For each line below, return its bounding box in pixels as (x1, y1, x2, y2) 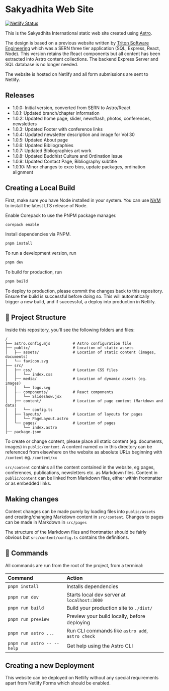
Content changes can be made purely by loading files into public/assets (5, 508, 156, 514)
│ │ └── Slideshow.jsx (5, 394, 62, 399)
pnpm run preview (8, 616, 49, 622)
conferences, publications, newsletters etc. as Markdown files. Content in (5, 469, 158, 476)
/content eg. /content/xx (5, 454, 57, 460)
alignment (12, 169, 34, 175)
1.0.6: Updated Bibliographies (12, 142, 74, 148)
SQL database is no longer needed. (5, 61, 78, 67)
